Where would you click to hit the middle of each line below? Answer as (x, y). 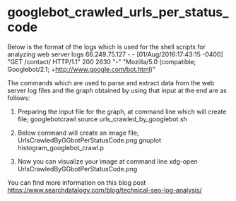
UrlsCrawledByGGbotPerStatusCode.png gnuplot (89, 140)
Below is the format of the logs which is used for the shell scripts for (107, 47)
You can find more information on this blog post (77, 182)
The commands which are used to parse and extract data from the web (111, 83)
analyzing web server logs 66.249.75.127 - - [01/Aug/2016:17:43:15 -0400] (116, 54)
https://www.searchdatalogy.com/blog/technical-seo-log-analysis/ (105, 190)
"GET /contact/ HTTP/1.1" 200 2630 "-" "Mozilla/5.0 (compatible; (102, 61)
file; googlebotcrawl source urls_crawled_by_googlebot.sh (102, 119)
